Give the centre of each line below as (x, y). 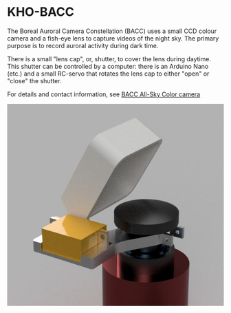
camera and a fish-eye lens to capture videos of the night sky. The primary (113, 38)
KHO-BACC (41, 12)
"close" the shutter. (34, 80)
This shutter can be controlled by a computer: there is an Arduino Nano (108, 66)
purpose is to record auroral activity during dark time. (83, 45)
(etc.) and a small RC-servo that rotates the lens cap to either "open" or (108, 74)
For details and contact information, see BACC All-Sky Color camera (104, 94)
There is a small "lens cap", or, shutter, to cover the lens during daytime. (109, 58)
